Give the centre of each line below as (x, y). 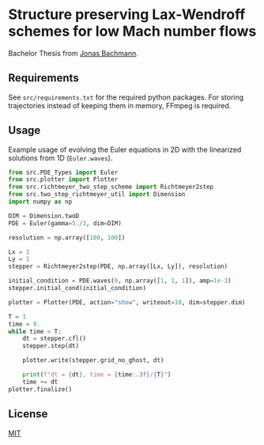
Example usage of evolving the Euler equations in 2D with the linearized (125, 149)
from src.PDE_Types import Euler (63, 172)
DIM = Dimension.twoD (44, 216)
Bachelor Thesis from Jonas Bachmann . (73, 53)
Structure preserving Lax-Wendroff (127, 15)
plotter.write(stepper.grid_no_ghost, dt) (93, 360)
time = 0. (25, 324)
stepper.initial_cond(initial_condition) (77, 288)
